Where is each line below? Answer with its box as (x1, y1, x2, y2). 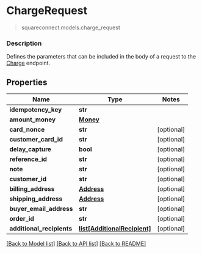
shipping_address (9, 194, 63, 203)
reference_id (9, 155, 48, 163)
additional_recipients (9, 224, 72, 233)
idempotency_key (9, 105, 62, 114)
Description (6, 39, 42, 48)
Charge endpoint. (6, 59, 51, 67)
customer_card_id (9, 135, 63, 144)
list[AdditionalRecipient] (79, 224, 151, 233)
